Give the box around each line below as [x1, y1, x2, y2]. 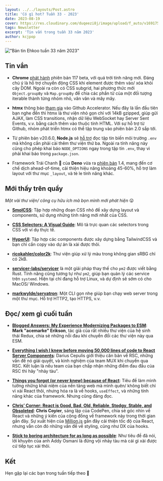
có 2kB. [12, 256, 28, 262]
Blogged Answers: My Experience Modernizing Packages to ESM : [12, 323, 147, 328]
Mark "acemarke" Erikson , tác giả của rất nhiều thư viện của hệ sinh [12, 327, 150, 334]
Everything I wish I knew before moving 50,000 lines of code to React [12, 347, 155, 353]
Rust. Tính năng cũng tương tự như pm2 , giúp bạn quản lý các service [12, 270, 149, 276]
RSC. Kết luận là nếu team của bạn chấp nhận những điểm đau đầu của [12, 363, 155, 369]
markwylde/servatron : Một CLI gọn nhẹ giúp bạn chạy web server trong [12, 290, 158, 296]
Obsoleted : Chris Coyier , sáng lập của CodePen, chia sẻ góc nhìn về [12, 408, 151, 414]
